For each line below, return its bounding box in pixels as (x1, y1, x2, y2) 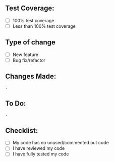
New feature (12, 51, 39, 58)
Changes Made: (5, 72, 56, 81)
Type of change (5, 38, 55, 47)
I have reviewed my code (12, 145, 65, 151)
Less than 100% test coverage (12, 23, 76, 29)
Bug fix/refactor (12, 57, 46, 63)
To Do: (5, 99, 26, 108)
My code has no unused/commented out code (12, 140, 109, 146)
